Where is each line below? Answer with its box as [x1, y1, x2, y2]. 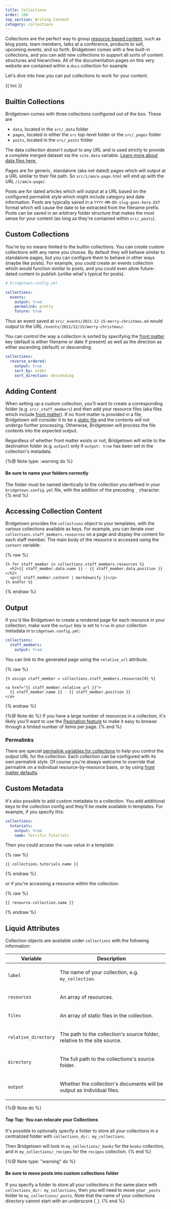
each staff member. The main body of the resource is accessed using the [5, 536, 159, 543]
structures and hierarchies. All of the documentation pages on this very [5, 57, 155, 64]
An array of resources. [60, 994, 113, 1001]
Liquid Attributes [5, 924, 60, 933]
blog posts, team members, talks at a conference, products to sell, [5, 41, 144, 47]
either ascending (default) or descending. [5, 344, 93, 350]
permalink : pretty [14, 304, 53, 309]
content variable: [5, 542, 41, 548]
